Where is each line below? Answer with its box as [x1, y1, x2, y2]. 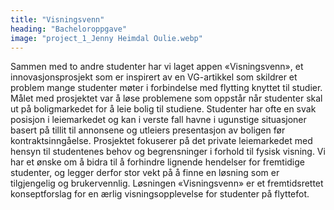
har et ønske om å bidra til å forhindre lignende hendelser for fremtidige [10, 156, 305, 168]
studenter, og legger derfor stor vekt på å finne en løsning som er [10, 167, 280, 179]
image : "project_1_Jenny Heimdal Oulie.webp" [10, 33, 203, 43]
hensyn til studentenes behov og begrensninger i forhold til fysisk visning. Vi [10, 146, 326, 158]
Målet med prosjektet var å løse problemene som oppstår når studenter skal [10, 92, 323, 105]
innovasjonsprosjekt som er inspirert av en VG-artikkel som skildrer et [10, 71, 298, 83]
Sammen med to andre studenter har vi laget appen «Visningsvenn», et [10, 61, 304, 73]
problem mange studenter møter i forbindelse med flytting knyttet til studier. [10, 82, 323, 94]
